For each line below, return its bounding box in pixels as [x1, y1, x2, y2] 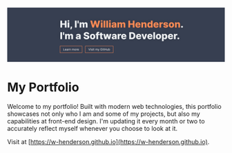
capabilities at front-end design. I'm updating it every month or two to [7, 116, 205, 125]
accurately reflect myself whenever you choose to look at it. [7, 124, 178, 132]
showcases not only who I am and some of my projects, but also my [7, 110, 200, 118]
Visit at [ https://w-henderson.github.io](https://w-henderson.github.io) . [7, 137, 210, 145]
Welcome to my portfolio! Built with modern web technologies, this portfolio [7, 102, 222, 110]
